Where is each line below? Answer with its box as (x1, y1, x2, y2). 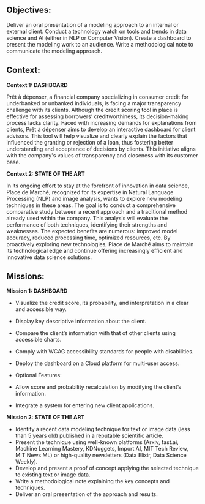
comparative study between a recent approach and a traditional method (6, 208, 188, 215)
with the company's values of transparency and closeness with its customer (6, 151, 198, 159)
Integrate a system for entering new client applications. (15, 402, 155, 409)
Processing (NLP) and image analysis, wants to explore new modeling (6, 195, 182, 202)
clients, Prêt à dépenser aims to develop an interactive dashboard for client (6, 126, 196, 133)
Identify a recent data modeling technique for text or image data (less (15, 426, 191, 433)
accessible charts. (15, 336, 62, 344)
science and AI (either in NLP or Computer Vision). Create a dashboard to (6, 34, 192, 42)
